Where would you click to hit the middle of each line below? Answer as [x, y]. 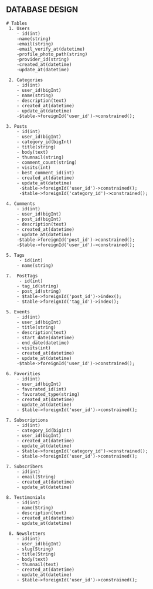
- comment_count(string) [47, 162]
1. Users [19, 28]
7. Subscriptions [27, 420]
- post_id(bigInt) [39, 219]
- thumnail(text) [38, 564]
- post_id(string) [39, 291]
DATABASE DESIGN [42, 10]
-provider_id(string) [43, 59]
